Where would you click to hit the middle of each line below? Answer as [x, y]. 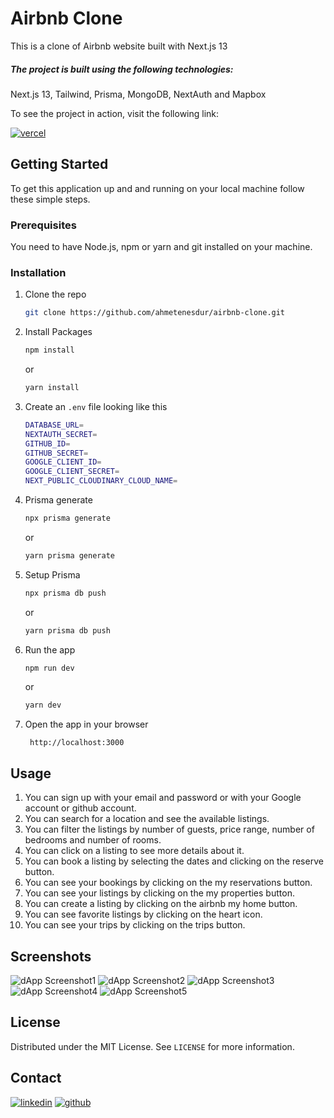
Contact [36, 1078]
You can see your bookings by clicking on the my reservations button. [168, 883]
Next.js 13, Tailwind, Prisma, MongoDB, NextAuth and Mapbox [138, 94]
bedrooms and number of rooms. [93, 840]
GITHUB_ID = [47, 443]
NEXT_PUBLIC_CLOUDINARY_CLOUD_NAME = [101, 481]
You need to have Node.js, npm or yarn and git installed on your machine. [161, 247]
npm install [49, 350]
